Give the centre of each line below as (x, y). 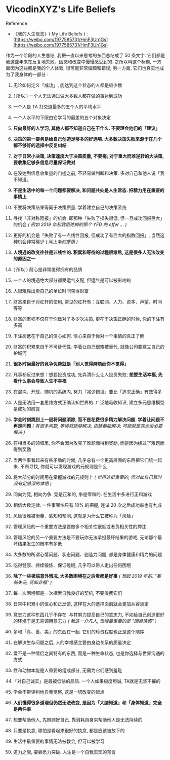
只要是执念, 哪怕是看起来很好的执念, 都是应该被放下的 (69, 730)
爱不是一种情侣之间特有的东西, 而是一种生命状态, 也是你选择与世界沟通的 (89, 653)
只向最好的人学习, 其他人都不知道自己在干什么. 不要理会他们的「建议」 (86, 128)
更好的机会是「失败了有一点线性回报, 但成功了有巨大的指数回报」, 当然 (87, 235)
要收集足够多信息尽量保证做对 (44, 162)
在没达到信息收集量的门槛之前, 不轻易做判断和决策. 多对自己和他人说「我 (89, 173)
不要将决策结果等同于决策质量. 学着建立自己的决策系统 (70, 207)
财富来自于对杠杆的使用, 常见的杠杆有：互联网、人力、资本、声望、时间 (88, 301)
